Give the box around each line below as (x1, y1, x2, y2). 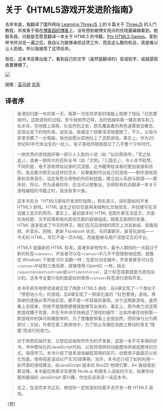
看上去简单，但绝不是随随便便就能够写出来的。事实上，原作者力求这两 (16, 303, 158, 309)
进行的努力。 (27, 328, 53, 333)
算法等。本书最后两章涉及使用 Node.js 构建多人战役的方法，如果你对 (16, 368, 154, 374)
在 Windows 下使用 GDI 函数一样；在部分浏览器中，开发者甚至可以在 (16, 256, 154, 262)
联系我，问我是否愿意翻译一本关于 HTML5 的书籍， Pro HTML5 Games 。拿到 (5, 33, 158, 39)
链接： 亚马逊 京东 (5, 81, 40, 87)
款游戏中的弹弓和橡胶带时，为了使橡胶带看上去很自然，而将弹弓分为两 (16, 316, 158, 321)
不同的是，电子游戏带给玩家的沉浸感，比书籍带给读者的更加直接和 (16, 163, 149, 169)
